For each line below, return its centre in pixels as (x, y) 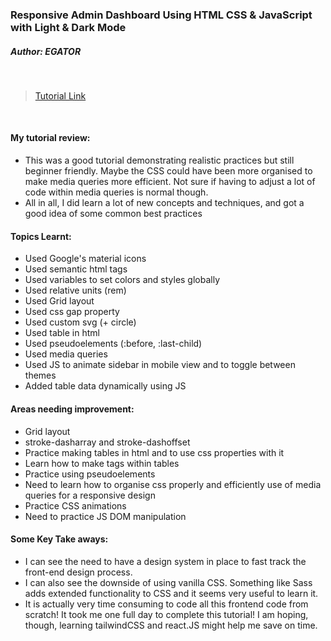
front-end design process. (78, 572)
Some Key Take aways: (59, 539)
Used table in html (62, 333)
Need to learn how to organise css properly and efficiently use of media (173, 484)
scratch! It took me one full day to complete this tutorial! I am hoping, (166, 614)
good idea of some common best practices (113, 214)
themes (40, 375)
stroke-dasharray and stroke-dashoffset (107, 442)
